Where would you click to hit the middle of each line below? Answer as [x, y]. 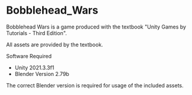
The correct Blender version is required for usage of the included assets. [95, 85]
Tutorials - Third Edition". [36, 33]
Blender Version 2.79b [42, 74]
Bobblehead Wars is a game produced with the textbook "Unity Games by [96, 27]
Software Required [29, 56]
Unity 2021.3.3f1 [34, 67]
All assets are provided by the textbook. [55, 45]
